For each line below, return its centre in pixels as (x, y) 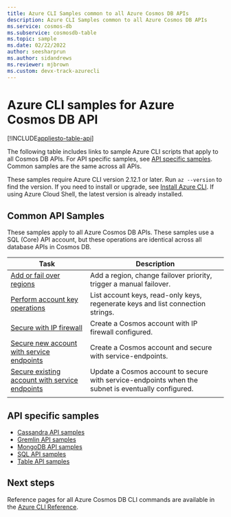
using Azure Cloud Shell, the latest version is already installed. (95, 194)
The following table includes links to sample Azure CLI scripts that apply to (113, 152)
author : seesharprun (37, 52)
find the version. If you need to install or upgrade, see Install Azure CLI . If (111, 187)
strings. (102, 312)
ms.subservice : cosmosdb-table (52, 33)
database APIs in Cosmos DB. (49, 247)
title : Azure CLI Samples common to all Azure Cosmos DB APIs (98, 13)
